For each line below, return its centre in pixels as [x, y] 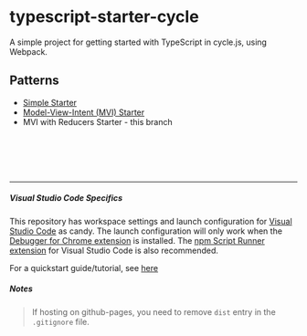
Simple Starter [50, 102]
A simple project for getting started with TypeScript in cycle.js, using [138, 42]
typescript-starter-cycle [104, 17]
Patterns [34, 81]
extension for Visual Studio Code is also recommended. [114, 250]
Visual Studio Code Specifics [66, 198]
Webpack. [29, 51]
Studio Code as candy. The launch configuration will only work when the [146, 231]
